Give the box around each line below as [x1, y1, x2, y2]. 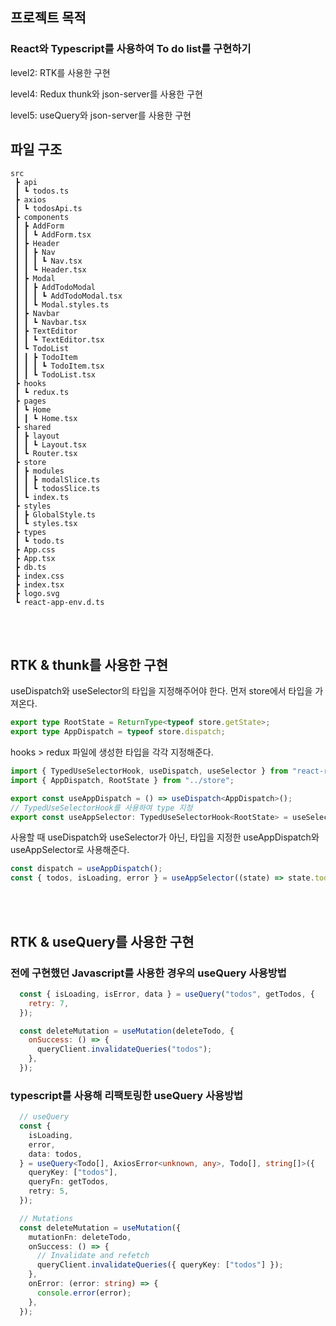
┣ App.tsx [14, 553, 56, 563]
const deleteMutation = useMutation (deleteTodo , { [19, 1026, 235, 1036]
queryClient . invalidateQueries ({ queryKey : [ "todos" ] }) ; [36, 1260, 284, 1270]
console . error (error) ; [36, 1288, 132, 1298]
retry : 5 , [28, 1186, 70, 1197]
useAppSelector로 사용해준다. [10, 844, 130, 856]
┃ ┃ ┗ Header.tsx [14, 264, 87, 275]
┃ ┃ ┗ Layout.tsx [14, 439, 87, 450]
